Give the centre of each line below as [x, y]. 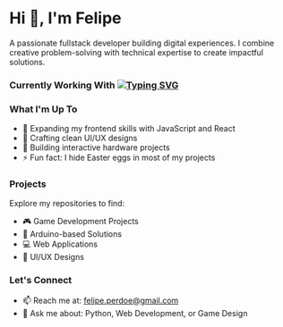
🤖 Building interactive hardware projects [96, 147]
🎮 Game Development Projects [80, 222]
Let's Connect [41, 281]
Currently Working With [62, 85]
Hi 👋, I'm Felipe [65, 18]
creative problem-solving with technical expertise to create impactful [137, 52]
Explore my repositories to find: [67, 204]
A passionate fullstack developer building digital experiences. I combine [142, 43]
